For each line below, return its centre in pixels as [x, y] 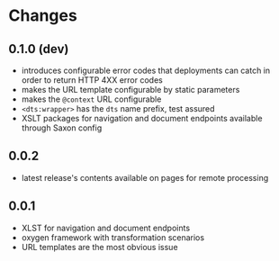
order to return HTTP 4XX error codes [92, 80]
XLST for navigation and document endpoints [106, 228]
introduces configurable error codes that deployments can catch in [146, 70]
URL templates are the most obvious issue [99, 247]
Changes [43, 16]
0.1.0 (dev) [39, 49]
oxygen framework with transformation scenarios [112, 237]
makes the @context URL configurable [91, 99]
